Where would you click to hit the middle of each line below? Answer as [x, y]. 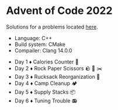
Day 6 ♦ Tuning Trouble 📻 [46, 101]
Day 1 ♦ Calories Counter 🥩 [46, 62]
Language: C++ [33, 38]
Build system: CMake [40, 44]
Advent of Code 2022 [59, 11]
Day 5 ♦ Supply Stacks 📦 [45, 92]
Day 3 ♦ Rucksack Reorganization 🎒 [57, 76]
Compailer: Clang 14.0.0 [43, 50]
